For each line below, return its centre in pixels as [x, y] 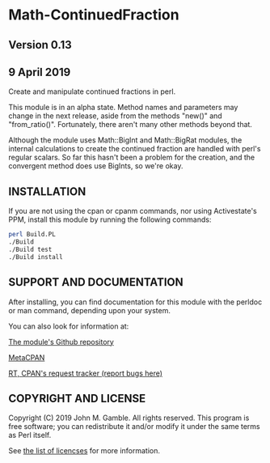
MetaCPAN [27, 357]
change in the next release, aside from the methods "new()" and [115, 116]
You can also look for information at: [69, 326]
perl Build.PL [32, 235]
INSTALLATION [47, 191]
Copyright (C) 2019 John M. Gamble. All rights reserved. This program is [129, 418]
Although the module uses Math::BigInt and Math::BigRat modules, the [125, 140]
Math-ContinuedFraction [94, 15]
